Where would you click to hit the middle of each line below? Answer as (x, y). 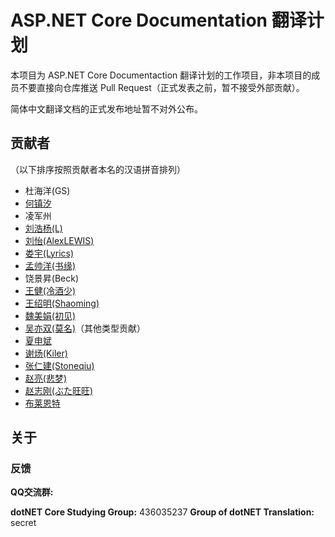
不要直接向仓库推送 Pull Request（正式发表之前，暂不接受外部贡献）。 (161, 87)
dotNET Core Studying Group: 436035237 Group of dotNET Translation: (162, 512)
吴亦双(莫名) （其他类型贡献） (85, 328)
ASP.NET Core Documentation (139, 20)
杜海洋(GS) (47, 190)
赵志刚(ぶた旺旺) (59, 390)
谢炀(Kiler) (46, 353)
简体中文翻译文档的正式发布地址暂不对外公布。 (106, 108)
